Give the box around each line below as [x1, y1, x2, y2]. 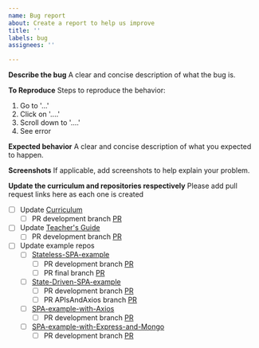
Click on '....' [19, 109, 61, 119]
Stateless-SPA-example [31, 250, 110, 260]
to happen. [8, 151, 44, 160]
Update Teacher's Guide [19, 223, 100, 233]
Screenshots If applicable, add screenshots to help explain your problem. [8, 166, 250, 175]
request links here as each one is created [8, 190, 144, 199]
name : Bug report [8, 11, 66, 20]
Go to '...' [19, 101, 49, 111]
